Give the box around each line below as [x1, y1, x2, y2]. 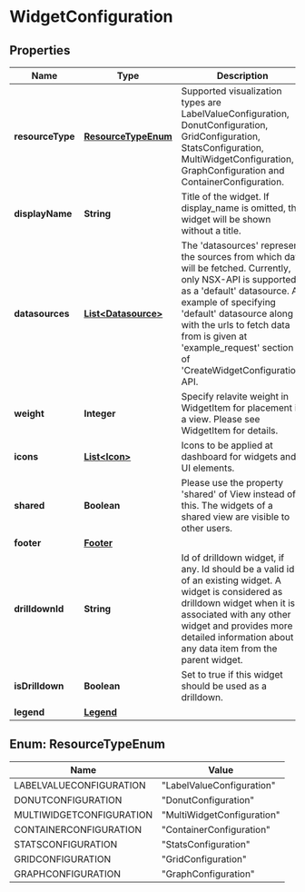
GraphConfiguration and [181, 164, 285, 176]
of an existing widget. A [181, 574, 281, 587]
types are [181, 96, 222, 108]
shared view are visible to [181, 510, 290, 523]
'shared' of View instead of [181, 488, 297, 501]
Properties [9, 43, 71, 58]
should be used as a [181, 679, 268, 692]
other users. [181, 522, 233, 534]
